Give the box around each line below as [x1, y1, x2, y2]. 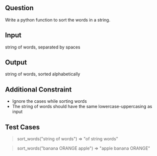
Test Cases [5, 123, 40, 131]
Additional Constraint [5, 85, 72, 93]
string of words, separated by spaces [5, 44, 81, 50]
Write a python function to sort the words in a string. [5, 17, 111, 22]
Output [5, 58, 27, 67]
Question [5, 4, 34, 12]
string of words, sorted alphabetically [5, 71, 81, 77]
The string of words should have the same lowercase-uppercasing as [12, 104, 153, 110]
